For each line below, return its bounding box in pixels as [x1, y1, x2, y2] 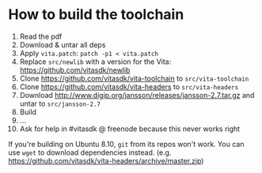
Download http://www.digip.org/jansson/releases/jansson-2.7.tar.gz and [19, 90, 255, 100]
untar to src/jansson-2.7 [19, 99, 101, 108]
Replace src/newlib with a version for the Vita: [19, 57, 172, 66]
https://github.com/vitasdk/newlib [19, 65, 131, 74]
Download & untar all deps [19, 39, 106, 49]
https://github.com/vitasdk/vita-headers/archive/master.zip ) [8, 156, 204, 165]
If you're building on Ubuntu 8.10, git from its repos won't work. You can [8, 139, 245, 149]
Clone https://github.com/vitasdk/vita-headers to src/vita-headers [19, 81, 239, 92]
